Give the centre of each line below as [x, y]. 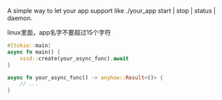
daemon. [20, 18]
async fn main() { [34, 52]
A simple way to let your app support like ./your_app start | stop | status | [111, 11]
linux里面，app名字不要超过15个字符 [59, 32]
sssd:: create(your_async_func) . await [74, 58]
